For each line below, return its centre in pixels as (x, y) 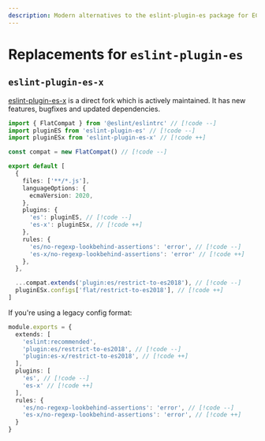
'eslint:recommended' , (60, 342)
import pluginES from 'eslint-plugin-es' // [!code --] (102, 131)
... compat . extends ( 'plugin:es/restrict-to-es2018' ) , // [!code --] (129, 283)
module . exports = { (40, 327)
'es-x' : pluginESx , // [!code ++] (86, 225)
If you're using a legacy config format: (70, 313)
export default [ (37, 166)
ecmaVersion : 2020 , (61, 195)
